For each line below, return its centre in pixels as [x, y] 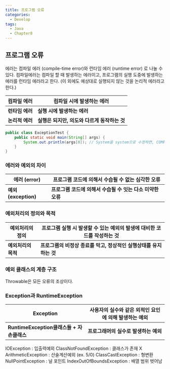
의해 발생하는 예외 [128, 318]
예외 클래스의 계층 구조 [31, 269]
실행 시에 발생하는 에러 [63, 111]
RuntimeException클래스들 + [42, 327]
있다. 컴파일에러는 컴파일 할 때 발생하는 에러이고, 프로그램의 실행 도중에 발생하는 [84, 74]
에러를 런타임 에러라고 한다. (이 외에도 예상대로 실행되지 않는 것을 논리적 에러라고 [85, 81]
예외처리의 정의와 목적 [30, 214]
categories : [18, 15]
